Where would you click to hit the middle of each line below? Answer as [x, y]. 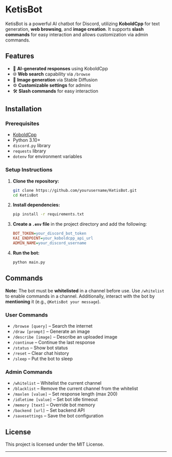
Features [20, 56]
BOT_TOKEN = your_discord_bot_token [49, 234]
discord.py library [32, 146]
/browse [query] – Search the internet [53, 326]
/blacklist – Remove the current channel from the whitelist [75, 389]
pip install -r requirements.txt [48, 214]
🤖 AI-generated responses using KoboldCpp [60, 68]
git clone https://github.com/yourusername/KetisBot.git [75, 190]
